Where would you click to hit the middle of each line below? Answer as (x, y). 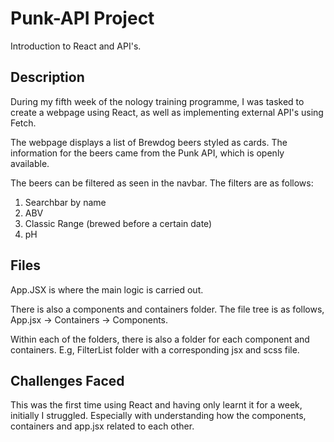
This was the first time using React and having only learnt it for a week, (156, 405)
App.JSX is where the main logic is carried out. (107, 289)
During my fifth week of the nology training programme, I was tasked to (157, 101)
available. (30, 163)
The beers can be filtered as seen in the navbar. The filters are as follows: (162, 183)
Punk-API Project (82, 18)
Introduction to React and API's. (76, 46)
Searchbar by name (65, 202)
